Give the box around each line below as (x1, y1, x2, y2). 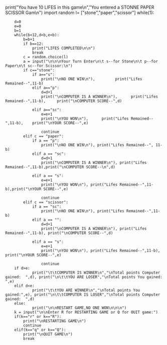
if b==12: (23, 41, 44, 46)
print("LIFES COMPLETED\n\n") (32, 46, 95, 51)
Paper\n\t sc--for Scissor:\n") (5, 63, 73, 68)
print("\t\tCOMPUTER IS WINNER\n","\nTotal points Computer (32, 270, 160, 275)
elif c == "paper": (23, 134, 64, 139)
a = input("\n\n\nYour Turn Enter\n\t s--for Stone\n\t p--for (23, 59, 158, 64)
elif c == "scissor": (23, 200, 69, 205)
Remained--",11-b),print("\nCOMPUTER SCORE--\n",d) (5, 164, 115, 169)
